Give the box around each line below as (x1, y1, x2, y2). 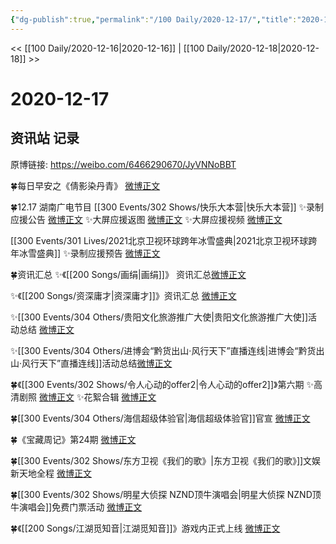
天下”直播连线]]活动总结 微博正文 (39, 357, 173, 369)
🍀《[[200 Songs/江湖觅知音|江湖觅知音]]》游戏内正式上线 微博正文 (10, 522, 281, 534)
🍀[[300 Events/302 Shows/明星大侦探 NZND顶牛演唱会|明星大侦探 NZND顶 (10, 488, 322, 500)
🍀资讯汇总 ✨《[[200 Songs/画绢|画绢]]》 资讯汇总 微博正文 (10, 268, 247, 280)
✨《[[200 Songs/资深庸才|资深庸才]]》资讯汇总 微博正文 (10, 289, 237, 301)
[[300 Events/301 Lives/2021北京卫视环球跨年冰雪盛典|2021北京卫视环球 (10, 234, 309, 246)
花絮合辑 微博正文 (83, 391, 157, 403)
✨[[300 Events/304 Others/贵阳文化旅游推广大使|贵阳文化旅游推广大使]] (10, 311, 309, 323)
